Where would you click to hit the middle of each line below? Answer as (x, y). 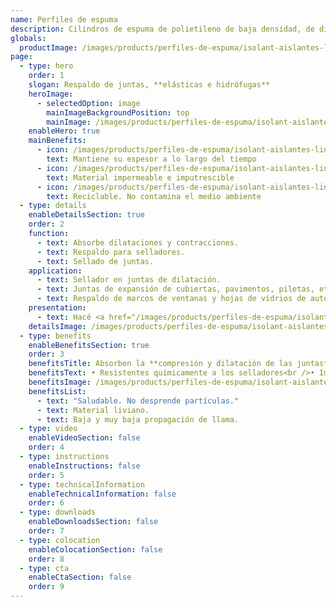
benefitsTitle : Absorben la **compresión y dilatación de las (160, 364)
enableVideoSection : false (84, 438)
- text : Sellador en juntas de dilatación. (129, 280)
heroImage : (51, 94)
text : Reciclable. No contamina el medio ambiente (154, 196)
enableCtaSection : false (80, 577)
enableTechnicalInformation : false (102, 494)
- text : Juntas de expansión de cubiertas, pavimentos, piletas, (175, 289)
